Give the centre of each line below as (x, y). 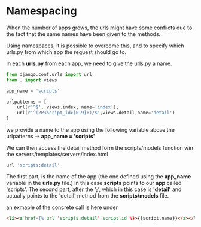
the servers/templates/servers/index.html (57, 155)
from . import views (32, 80)
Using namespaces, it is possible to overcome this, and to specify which (95, 46)
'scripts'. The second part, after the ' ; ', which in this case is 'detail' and (94, 189)
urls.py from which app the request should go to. (66, 52)
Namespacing (42, 11)
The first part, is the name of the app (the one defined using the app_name (99, 176)
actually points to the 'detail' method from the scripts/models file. (88, 195)
